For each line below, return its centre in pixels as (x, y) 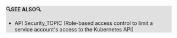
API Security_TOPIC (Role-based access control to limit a (84, 23)
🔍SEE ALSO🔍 (24, 9)
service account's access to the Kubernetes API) (74, 29)
